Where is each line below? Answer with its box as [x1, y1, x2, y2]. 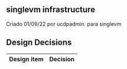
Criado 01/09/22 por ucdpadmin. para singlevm [6, 20, 122, 27]
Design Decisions [6, 38, 72, 48]
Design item [9, 55, 44, 63]
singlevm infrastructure [6, 5, 96, 15]
